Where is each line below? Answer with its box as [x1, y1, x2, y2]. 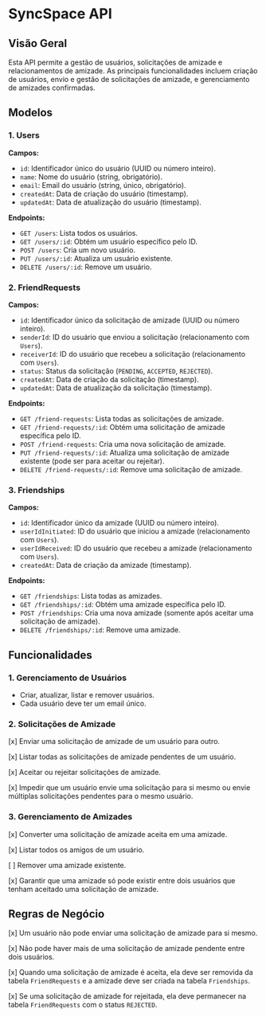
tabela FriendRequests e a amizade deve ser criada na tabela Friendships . [8, 976, 251, 986]
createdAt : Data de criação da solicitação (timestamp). [19, 374, 199, 384]
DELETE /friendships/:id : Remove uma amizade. [19, 625, 181, 635]
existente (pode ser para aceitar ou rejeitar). [19, 456, 165, 466]
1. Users [8, 130, 40, 141]
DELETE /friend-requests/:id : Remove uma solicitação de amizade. [19, 464, 243, 474]
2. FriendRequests [8, 282, 81, 293]
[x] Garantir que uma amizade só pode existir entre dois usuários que [8, 875, 236, 885]
